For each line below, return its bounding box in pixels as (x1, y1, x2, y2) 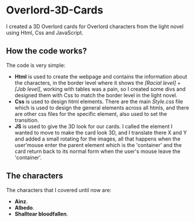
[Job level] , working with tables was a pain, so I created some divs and (14, 86, 186, 93)
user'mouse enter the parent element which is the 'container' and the (14, 141, 182, 148)
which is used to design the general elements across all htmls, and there (14, 104, 189, 111)
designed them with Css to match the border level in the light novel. (14, 91, 177, 98)
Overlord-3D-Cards (6, 4, 104, 17)
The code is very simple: (6, 62, 66, 69)
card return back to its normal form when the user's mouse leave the (14, 148, 180, 155)
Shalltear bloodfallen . (14, 210, 69, 217)
